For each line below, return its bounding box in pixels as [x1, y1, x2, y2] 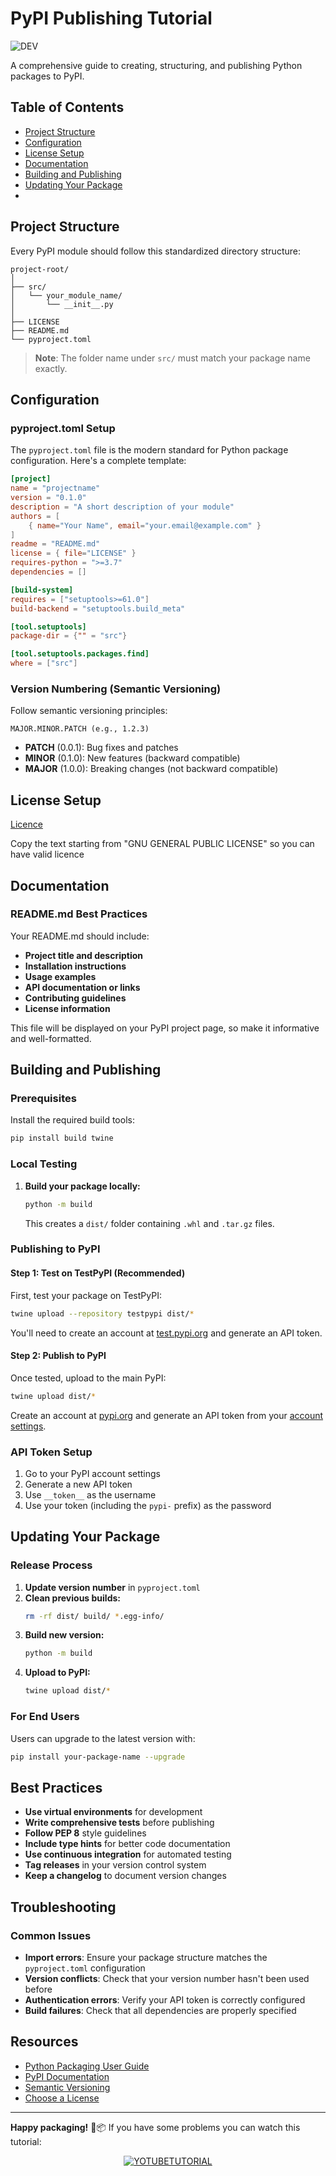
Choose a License [24, 2092, 100, 2104]
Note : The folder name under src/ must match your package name [34, 352, 311, 364]
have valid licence [10, 848, 85, 861]
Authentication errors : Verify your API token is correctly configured [24, 1993, 306, 2006]
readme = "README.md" [10, 539, 101, 549]
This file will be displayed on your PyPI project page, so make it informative [10, 1022, 320, 1034]
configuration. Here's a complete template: [10, 455, 187, 467]
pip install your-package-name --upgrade [10, 1752, 186, 1762]
